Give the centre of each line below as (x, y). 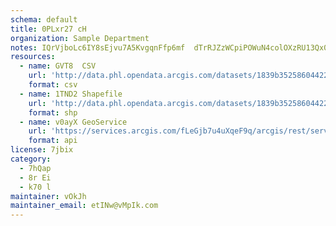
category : (31, 159)
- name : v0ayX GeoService (73, 122)
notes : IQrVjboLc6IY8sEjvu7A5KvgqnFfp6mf (98, 47)
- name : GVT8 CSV (58, 66)
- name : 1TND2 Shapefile (71, 94)
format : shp (53, 112)
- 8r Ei (35, 177)
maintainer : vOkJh (48, 196)
